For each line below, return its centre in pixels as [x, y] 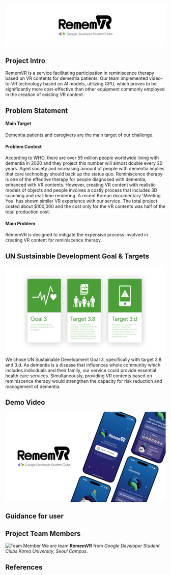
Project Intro [25, 61]
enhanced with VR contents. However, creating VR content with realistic [81, 185]
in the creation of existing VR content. [45, 95]
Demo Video [25, 402]
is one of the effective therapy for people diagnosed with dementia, [76, 179]
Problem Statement [37, 111]
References [24, 567]
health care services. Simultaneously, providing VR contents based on [79, 376]
